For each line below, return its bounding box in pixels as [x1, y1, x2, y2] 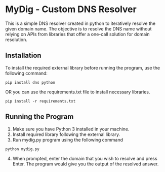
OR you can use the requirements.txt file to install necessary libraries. [5, 89, 150, 95]
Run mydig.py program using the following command [12, 136, 123, 143]
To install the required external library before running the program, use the [5, 64, 160, 71]
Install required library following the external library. [12, 131, 120, 137]
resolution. [5, 37, 28, 43]
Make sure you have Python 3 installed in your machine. [12, 126, 130, 132]
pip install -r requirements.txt [5, 98, 76, 104]
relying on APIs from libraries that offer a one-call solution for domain [5, 31, 150, 37]
